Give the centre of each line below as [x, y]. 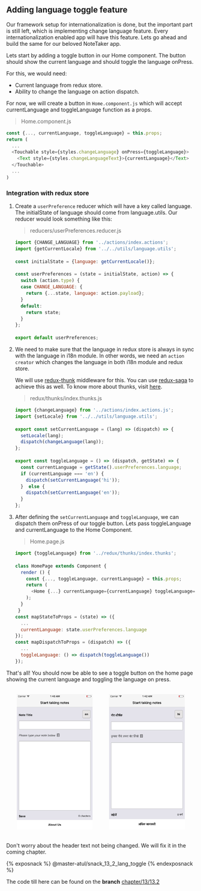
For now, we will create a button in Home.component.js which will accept [94, 103]
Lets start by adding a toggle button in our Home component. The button [96, 55]
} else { [33, 486]
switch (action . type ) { [50, 281]
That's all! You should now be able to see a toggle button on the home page [100, 673]
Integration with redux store [48, 193]
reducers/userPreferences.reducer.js [76, 231]
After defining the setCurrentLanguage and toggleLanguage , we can [97, 517]
